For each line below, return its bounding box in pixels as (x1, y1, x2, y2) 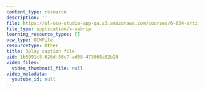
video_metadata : (6, 71, 48, 77)
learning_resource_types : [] (6, 31, 81, 38)
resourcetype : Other (6, 43, 59, 49)
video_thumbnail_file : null (12, 65, 84, 71)
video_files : (6, 59, 40, 65)
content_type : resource (6, 8, 67, 15)
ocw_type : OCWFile (6, 37, 53, 43)
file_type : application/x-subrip (6, 25, 92, 32)
